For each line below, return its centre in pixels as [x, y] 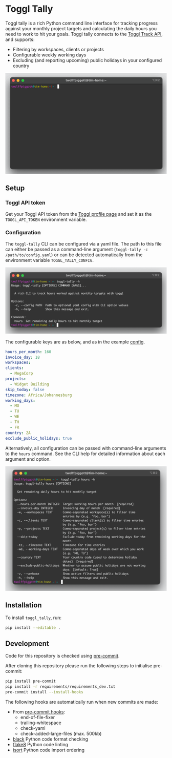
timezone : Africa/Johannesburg [39, 395]
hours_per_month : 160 [28, 352]
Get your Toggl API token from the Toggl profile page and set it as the [79, 214]
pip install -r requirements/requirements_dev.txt [60, 687]
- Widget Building [30, 384]
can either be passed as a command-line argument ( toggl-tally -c [77, 249]
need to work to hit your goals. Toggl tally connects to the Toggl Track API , [84, 34]
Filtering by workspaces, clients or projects [58, 49]
